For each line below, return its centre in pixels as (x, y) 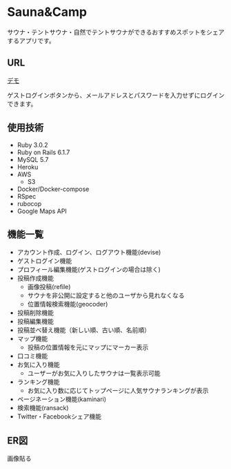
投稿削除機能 (35, 313)
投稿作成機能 (35, 278)
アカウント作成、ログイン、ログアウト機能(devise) (89, 252)
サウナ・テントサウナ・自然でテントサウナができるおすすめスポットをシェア (116, 32)
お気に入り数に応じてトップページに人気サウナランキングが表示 (118, 391)
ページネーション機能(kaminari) (62, 399)
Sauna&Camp (47, 12)
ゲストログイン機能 (44, 261)
